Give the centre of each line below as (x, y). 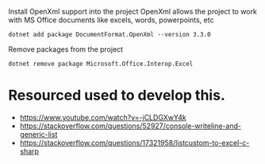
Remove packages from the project (66, 49)
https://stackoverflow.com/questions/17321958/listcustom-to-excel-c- (134, 143)
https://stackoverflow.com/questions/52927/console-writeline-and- (131, 126)
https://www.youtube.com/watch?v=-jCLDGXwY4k (103, 117)
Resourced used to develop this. (117, 96)
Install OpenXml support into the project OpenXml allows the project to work (133, 12)
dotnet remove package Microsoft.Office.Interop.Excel (101, 64)
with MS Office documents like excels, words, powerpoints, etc (111, 20)
